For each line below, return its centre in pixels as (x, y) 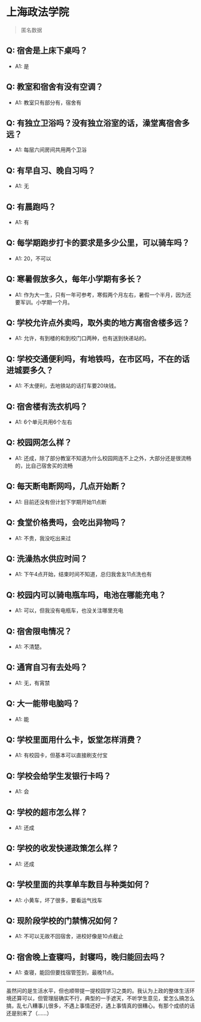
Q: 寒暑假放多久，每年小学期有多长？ (74, 279)
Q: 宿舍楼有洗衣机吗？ (47, 407)
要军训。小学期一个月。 (44, 302)
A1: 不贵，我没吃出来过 (43, 538)
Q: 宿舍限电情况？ (39, 631)
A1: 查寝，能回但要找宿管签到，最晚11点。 (66, 972)
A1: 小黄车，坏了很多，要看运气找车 (59, 900)
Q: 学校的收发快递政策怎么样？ (63, 848)
